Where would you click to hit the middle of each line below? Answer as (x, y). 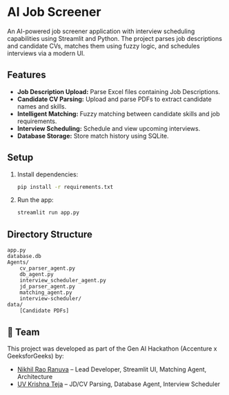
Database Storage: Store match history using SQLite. (93, 136)
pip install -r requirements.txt (65, 187)
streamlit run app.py (48, 213)
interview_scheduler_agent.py (63, 281)
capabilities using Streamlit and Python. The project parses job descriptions (115, 38)
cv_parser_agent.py (48, 268)
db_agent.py (37, 275)
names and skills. (42, 106)
